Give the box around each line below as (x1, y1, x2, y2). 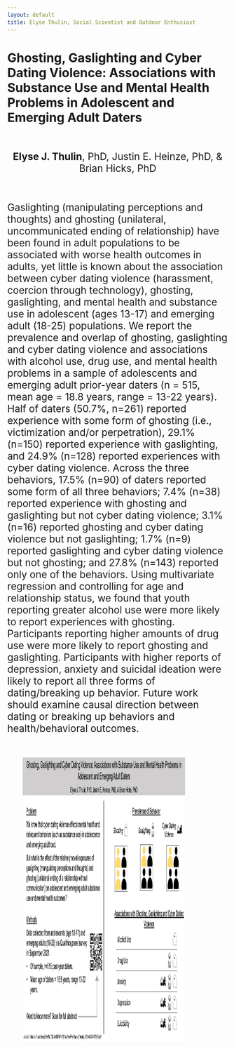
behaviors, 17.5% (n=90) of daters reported (7, 473, 207, 486)
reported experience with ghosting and (7, 497, 187, 509)
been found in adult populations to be (7, 236, 180, 249)
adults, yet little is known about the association (7, 260, 223, 273)
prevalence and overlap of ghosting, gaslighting (7, 331, 228, 344)
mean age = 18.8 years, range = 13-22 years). (7, 390, 217, 403)
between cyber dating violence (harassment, (7, 272, 214, 284)
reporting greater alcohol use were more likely (7, 603, 221, 616)
